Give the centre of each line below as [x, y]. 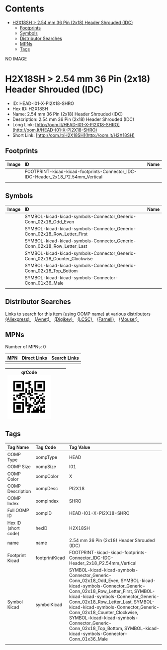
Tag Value [80, 447]
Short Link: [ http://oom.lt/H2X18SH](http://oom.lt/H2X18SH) [74, 135]
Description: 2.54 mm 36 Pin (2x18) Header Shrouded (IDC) [73, 119]
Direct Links [34, 358]
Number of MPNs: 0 [26, 347]
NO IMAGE [16, 58]
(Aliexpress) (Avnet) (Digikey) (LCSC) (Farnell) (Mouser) [72, 319]
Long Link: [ [25, 124]
